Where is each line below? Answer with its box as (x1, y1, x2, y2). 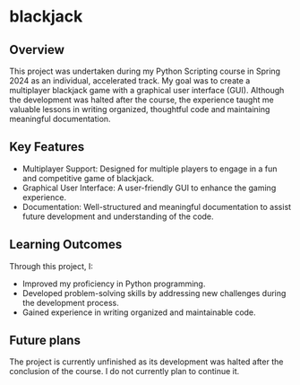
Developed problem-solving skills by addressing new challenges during (21, 287, 287, 298)
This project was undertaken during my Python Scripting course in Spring (9, 66, 280, 76)
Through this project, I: (9, 260, 94, 271)
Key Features (9, 139, 85, 154)
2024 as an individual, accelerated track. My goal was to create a (9, 75, 251, 86)
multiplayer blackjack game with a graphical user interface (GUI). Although (9, 85, 285, 95)
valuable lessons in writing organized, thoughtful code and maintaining (9, 104, 270, 114)
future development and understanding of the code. (21, 211, 214, 222)
